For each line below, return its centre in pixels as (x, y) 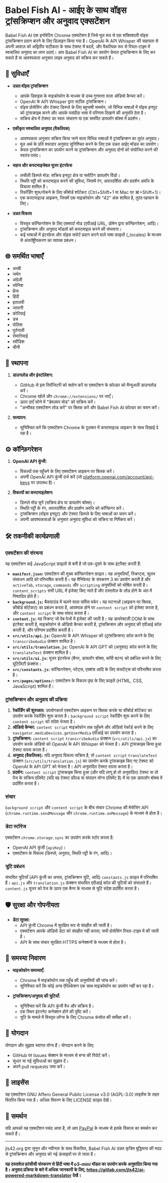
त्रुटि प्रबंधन (15, 866)
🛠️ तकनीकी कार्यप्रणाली (32, 536)
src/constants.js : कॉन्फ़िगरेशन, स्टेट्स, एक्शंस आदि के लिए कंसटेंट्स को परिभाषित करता (87, 669)
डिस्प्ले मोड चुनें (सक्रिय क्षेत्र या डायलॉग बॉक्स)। (57, 502)
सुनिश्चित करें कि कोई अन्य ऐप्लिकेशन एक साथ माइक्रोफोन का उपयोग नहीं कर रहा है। (87, 986)
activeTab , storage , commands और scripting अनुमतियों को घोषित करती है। (80, 585)
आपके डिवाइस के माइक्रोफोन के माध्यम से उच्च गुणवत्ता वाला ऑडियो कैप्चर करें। (82, 96)
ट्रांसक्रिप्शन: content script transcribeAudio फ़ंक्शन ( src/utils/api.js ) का (84, 738)
